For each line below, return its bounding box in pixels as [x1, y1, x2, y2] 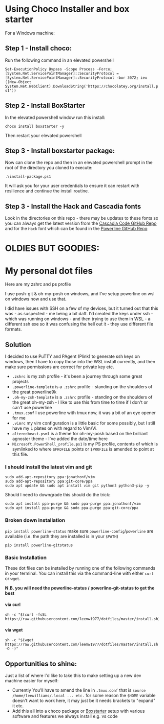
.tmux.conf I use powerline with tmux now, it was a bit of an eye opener [12, 410, 156, 416]
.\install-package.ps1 [5, 174, 51, 179]
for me [12, 415, 26, 421]
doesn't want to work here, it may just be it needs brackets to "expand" [12, 698, 156, 703]
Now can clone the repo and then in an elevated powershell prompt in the [5, 160, 153, 165]
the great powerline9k [12, 389, 57, 395]
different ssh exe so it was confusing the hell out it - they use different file [5, 321, 154, 327]
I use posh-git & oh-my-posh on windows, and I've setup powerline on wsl [5, 291, 155, 297]
